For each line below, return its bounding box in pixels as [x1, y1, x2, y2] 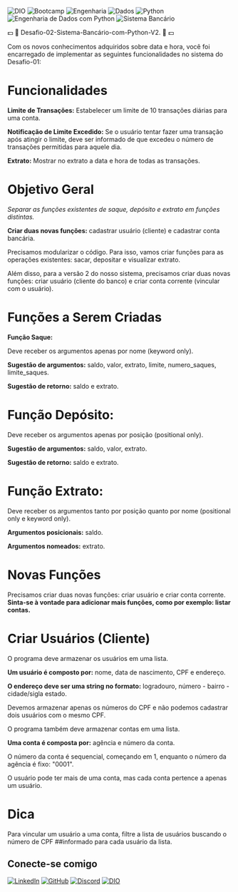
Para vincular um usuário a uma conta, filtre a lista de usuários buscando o [7, 829, 227, 838]
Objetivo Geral [7, 182, 94, 198]
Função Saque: [7, 332, 53, 342]
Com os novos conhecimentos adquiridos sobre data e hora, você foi [7, 43, 210, 51]
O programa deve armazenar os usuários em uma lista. [7, 654, 169, 662]
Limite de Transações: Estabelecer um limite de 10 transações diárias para [7, 106, 228, 114]
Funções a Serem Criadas [7, 309, 162, 326]
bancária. [7, 234, 36, 242]
